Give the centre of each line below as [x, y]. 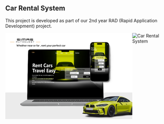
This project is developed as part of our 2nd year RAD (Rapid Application [81, 20]
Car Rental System [35, 8]
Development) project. [29, 26]
